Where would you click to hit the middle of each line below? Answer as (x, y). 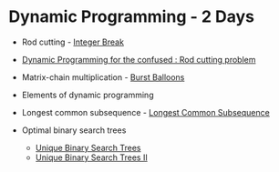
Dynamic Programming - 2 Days (132, 17)
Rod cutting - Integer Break (73, 42)
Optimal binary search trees (74, 130)
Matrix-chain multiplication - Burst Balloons (103, 77)
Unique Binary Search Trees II (91, 157)
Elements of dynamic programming (88, 95)
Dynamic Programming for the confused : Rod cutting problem (139, 59)
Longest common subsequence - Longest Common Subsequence (145, 112)
